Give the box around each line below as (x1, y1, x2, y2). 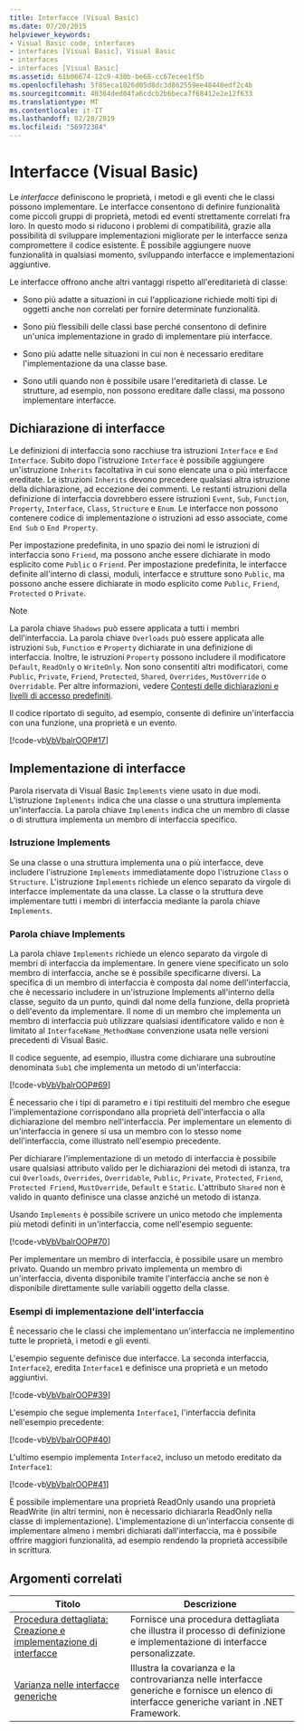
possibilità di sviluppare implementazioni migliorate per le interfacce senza (9, 230, 288, 241)
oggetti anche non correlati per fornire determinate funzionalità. (22, 303, 261, 314)
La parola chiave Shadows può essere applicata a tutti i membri (9, 622, 240, 634)
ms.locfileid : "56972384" (9, 123, 107, 132)
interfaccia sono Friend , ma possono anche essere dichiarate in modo (9, 549, 271, 559)
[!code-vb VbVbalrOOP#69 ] (9, 1079, 111, 1091)
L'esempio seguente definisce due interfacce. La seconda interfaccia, (9, 1353, 270, 1363)
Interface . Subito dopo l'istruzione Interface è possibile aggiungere (9, 454, 265, 465)
